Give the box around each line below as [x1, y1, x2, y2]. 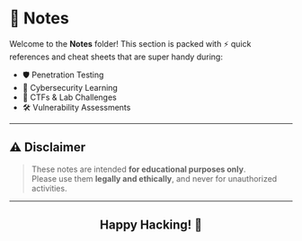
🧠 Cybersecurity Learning [22, 82, 119, 93]
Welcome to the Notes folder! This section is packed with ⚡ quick [9, 38, 252, 49]
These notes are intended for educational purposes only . [31, 164, 246, 174]
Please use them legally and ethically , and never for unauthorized [31, 173, 278, 183]
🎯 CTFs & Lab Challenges [22, 92, 117, 103]
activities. [31, 183, 67, 193]
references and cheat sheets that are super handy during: [9, 51, 223, 62]
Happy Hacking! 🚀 [100, 218, 202, 233]
